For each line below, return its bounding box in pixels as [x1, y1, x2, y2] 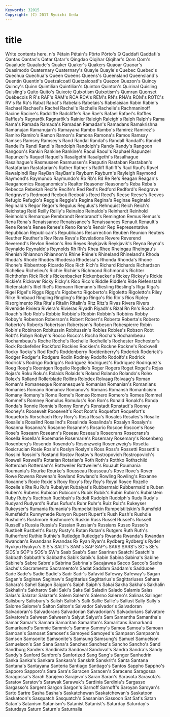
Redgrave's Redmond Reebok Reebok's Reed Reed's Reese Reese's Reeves [5, 192, 164, 198]
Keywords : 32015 [5, 7, 40, 13]
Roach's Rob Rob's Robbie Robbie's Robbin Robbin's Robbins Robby [5, 311, 148, 317]
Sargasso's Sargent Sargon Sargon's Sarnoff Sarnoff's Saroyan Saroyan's [5, 684, 160, 691]
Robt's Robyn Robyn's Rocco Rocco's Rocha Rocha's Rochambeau [5, 332, 145, 339]
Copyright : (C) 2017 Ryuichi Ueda [5, 12, 79, 17]
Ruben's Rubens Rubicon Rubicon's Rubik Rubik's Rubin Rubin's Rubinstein [5, 490, 163, 496]
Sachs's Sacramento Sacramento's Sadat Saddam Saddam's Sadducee [5, 565, 155, 571]
